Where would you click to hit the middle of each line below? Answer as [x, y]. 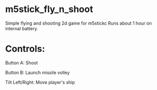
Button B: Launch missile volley [37, 72]
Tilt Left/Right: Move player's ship [40, 82]
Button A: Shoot [22, 63]
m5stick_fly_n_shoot [49, 9]
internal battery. [22, 28]
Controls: [25, 49]
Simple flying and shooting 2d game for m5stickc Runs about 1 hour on [78, 23]
